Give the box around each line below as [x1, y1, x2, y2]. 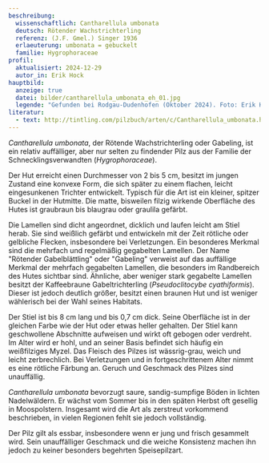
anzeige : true [15, 86, 62, 95]
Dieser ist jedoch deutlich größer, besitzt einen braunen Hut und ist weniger [8, 288, 258, 297]
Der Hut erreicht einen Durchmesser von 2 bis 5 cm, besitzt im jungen [8, 170, 239, 180]
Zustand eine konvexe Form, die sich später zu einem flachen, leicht [8, 179, 234, 188]
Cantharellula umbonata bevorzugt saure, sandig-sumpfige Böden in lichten [8, 387, 260, 397]
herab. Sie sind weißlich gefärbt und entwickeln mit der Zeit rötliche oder [8, 228, 249, 238]
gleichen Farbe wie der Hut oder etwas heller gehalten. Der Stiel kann [8, 320, 239, 330]
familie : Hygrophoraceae [15, 49, 98, 57]
